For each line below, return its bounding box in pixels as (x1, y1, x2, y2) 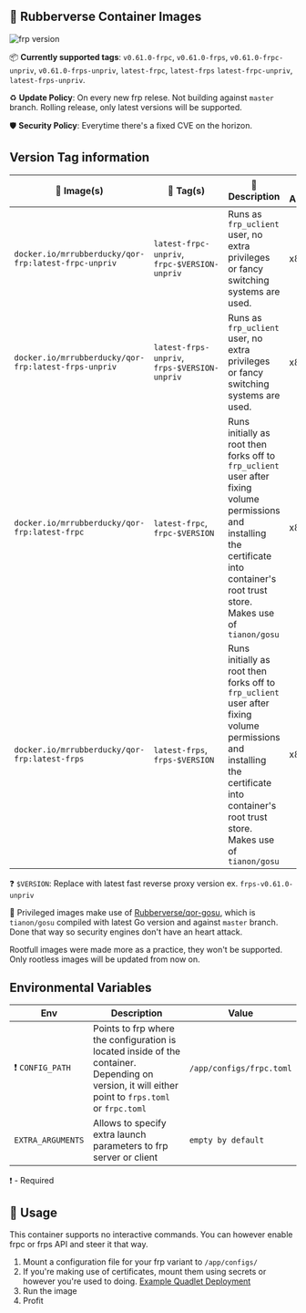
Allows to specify (92, 1117, 167, 1130)
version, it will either (92, 1080, 179, 1092)
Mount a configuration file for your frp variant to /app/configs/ (22, 1256, 258, 1267)
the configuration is (92, 1034, 177, 1047)
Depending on (92, 1068, 154, 1080)
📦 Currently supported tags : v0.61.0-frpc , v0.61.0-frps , (9, 51, 229, 62)
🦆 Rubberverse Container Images (9, 9, 202, 25)
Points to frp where (92, 1022, 175, 1035)
